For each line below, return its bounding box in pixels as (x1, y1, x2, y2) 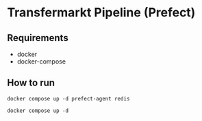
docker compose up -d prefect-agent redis (7, 95, 130, 102)
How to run (7, 77, 55, 89)
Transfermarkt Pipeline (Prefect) (7, 5, 196, 21)
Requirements (7, 32, 68, 44)
